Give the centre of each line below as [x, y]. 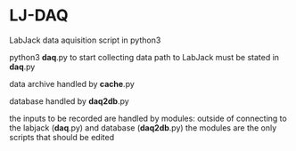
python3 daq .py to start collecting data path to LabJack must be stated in [144, 57]
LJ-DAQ [39, 16]
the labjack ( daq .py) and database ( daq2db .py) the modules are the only [143, 127]
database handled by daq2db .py [69, 101]
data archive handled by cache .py [72, 83]
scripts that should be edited [62, 137]
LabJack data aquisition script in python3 [85, 40]
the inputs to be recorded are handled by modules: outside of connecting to [148, 118]
